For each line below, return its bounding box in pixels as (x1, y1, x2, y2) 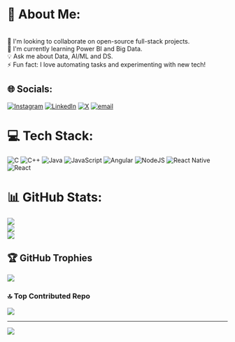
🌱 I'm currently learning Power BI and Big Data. (7, 44, 143, 53)
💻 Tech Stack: (7, 128, 94, 143)
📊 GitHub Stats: (7, 189, 103, 205)
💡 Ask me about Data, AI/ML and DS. (7, 52, 113, 60)
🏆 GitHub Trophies (7, 252, 93, 264)
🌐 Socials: (7, 84, 53, 96)
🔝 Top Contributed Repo (7, 291, 91, 301)
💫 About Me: (7, 6, 81, 22)
